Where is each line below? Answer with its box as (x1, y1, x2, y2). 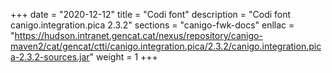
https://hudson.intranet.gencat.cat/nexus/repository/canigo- (14, 30, 263, 41)
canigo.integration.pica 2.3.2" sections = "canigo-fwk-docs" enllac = (10, 19, 295, 31)
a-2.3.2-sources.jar (10, 51, 90, 63)
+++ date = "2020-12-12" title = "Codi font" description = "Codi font (10, 9, 292, 20)
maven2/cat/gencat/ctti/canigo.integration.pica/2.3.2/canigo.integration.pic (10, 40, 322, 52)
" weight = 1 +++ (89, 51, 158, 63)
